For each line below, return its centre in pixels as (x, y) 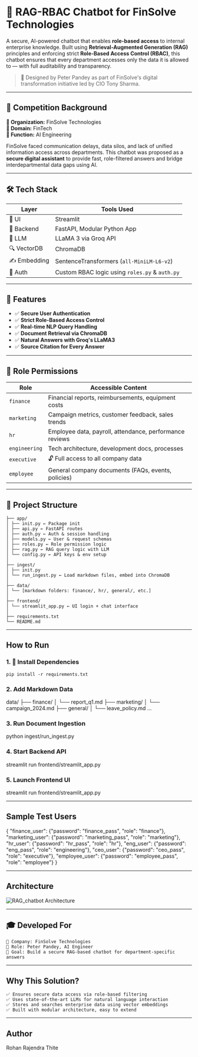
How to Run (28, 645)
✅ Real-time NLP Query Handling (56, 327)
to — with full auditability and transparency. (59, 66)
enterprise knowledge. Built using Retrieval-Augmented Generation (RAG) (97, 47)
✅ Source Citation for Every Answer (60, 347)
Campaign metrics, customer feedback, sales (111, 415)
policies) (60, 478)
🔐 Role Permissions (42, 371)
